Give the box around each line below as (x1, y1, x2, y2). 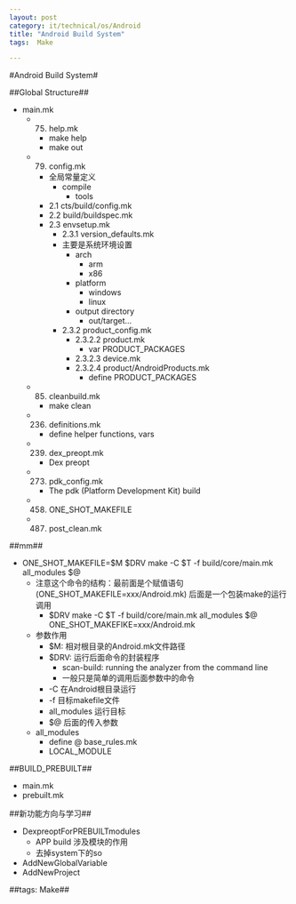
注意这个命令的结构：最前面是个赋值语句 (35, 578, 184, 588)
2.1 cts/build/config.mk (48, 201, 132, 212)
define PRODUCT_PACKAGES (88, 372, 197, 383)
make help (48, 132, 87, 143)
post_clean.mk (48, 524, 102, 534)
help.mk (48, 124, 78, 134)
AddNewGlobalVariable (21, 858, 108, 868)
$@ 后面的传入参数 (48, 717, 118, 728)
